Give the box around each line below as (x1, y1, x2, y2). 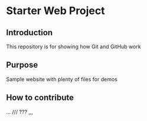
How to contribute (6, 93, 74, 103)
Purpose (6, 60, 38, 70)
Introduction (6, 28, 53, 38)
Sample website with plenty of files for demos (6, 75, 118, 83)
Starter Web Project (6, 4, 105, 18)
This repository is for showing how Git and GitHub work (6, 43, 141, 50)
